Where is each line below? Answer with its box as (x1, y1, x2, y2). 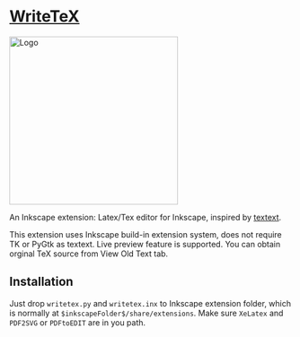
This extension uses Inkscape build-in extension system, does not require (9, 229, 283, 239)
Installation (9, 274, 74, 289)
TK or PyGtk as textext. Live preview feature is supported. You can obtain (9, 238, 281, 249)
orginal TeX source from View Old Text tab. (9, 248, 169, 259)
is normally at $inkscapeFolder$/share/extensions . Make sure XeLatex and (9, 307, 284, 318)
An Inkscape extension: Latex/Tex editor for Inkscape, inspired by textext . (9, 212, 282, 222)
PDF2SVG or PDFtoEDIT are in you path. (9, 316, 146, 328)
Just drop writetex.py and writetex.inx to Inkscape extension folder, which (9, 298, 292, 308)
